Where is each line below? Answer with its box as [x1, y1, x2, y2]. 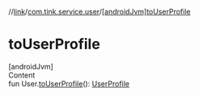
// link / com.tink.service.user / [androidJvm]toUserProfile [8, 7, 191, 16]
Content [8, 70, 36, 80]
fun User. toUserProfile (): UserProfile [8, 78, 130, 88]
